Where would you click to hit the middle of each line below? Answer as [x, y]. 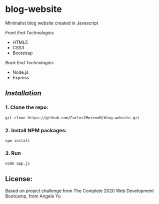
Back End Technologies [29, 62]
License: [19, 179]
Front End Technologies [29, 32]
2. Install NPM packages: [36, 130]
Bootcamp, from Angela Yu [33, 196]
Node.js [20, 72]
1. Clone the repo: [27, 107]
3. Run [13, 153]
